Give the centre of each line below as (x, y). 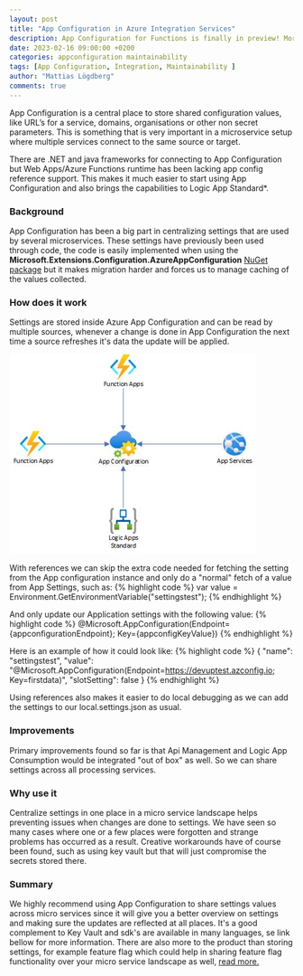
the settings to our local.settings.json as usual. (96, 707)
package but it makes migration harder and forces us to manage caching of (149, 270)
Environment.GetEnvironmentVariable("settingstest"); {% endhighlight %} (146, 597)
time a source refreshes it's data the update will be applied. (119, 341)
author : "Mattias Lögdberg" (62, 77)
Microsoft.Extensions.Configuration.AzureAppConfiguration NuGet (139, 260)
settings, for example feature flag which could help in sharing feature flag (146, 952)
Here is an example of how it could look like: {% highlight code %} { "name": (151, 651)
